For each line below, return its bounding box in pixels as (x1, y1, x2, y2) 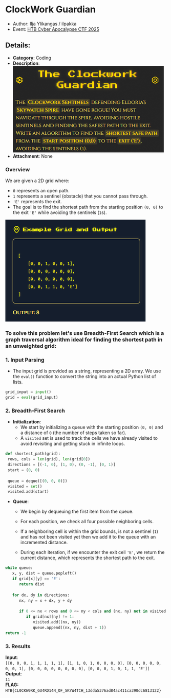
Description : (12, 60, 40, 66)
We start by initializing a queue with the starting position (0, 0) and (20, 424, 163, 431)
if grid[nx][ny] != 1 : (26, 614, 74, 619)
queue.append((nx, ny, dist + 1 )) (32, 625, 106, 630)
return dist (18, 581, 45, 587)
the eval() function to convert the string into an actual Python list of (12, 373, 156, 380)
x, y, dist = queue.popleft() (12, 571, 77, 576)
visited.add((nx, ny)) (32, 620, 81, 625)
